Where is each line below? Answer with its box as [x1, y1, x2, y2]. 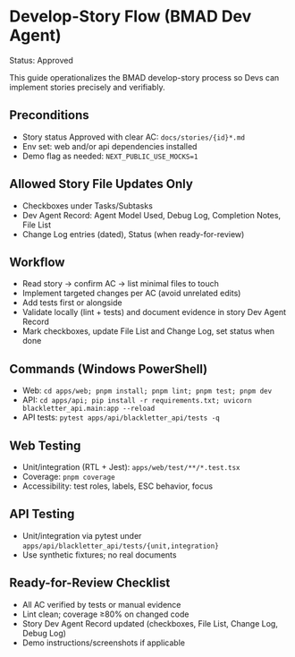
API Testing [9, 507, 75, 522]
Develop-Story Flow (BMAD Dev [9, 6, 252, 27]
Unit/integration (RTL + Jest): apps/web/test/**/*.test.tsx [21, 462, 240, 472]
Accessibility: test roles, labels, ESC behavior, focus [21, 481, 213, 491]
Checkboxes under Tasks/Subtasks [21, 200, 154, 211]
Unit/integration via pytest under [21, 530, 142, 541]
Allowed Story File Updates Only [9, 176, 194, 192]
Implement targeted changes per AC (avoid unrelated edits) [21, 288, 241, 299]
